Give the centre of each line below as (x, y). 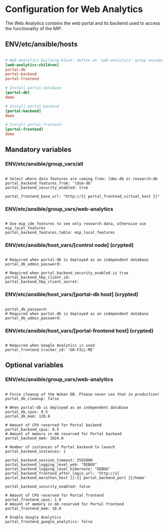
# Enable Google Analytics (33, 517)
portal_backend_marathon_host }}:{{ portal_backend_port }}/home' (76, 478)
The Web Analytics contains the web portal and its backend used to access (83, 23)
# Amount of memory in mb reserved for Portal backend (63, 434)
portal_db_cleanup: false (32, 399)
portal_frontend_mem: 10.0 (33, 508)
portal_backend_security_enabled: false (48, 486)
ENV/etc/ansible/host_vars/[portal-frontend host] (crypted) (79, 331)
